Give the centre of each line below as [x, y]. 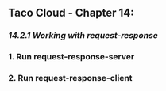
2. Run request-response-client [70, 78]
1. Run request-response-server [71, 57]
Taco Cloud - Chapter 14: [71, 13]
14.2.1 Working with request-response [83, 36]
